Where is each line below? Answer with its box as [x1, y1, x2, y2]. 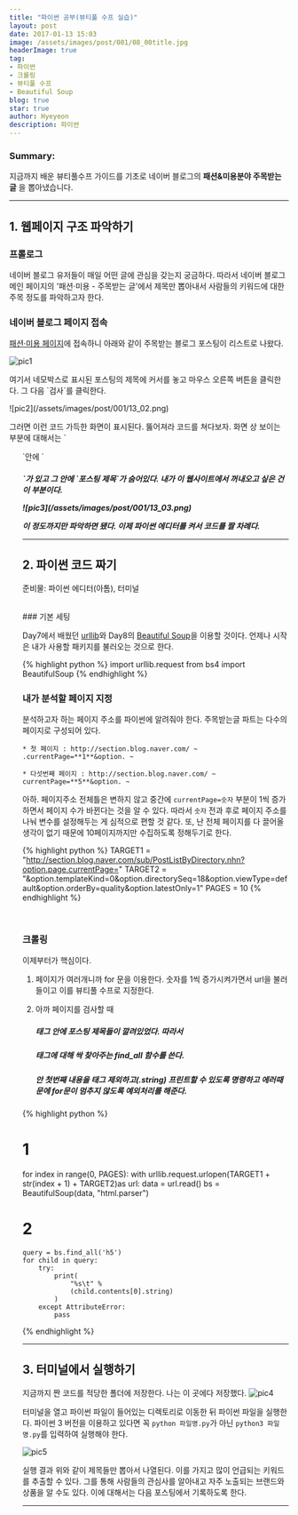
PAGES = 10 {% [205, 882, 262, 893]
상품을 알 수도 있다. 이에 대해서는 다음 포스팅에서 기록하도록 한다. [21, 1487, 247, 1497]
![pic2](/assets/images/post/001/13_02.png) [9, 403, 169, 414]
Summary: [9, 149, 56, 162]
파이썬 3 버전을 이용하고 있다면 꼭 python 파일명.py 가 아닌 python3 [34, 1417, 264, 1428]
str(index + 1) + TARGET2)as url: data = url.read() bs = [21, 1178, 220, 1189]
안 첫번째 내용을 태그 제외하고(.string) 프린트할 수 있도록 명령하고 [35, 1074, 260, 1085]
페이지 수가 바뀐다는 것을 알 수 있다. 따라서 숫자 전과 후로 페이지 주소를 [45, 805, 287, 816]
